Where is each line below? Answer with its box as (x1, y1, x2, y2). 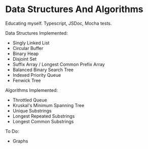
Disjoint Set (12, 56, 37, 62)
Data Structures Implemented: (5, 30, 68, 36)
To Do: (5, 128, 19, 134)
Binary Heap (12, 51, 39, 57)
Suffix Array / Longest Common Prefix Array (12, 61, 105, 67)
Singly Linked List (12, 39, 50, 46)
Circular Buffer (12, 45, 44, 51)
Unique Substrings (12, 108, 52, 114)
